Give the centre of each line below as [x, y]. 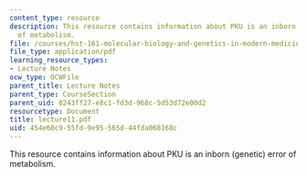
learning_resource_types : [58, 60]
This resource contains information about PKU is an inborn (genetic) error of [153, 154]
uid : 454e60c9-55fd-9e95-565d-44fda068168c [94, 129]
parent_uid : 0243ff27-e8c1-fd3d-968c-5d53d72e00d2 [108, 103]
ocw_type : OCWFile [44, 78]
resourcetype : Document [55, 111]
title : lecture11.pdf [51, 119]
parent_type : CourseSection [63, 94]
